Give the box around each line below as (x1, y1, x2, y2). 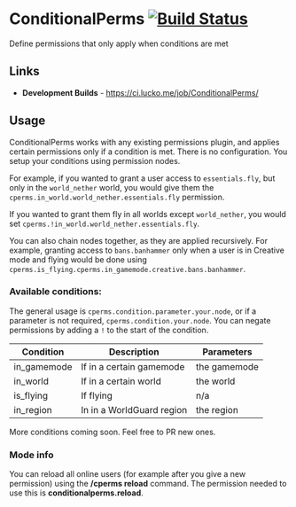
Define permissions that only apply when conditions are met (9, 38, 229, 49)
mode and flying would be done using (9, 253, 148, 265)
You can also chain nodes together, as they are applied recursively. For (9, 235, 269, 246)
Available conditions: (9, 285, 102, 298)
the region (196, 403, 239, 416)
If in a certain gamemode (81, 360, 185, 372)
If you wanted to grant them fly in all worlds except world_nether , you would (9, 208, 286, 219)
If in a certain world (81, 375, 161, 387)
